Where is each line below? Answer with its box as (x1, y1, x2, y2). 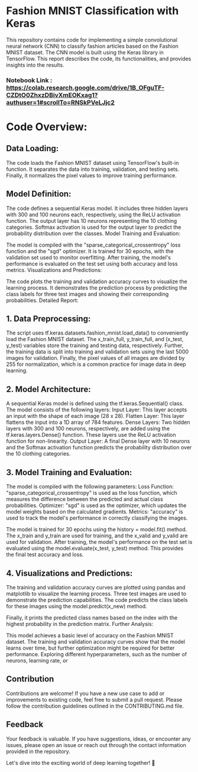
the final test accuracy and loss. (6, 551, 84, 558)
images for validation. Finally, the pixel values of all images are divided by (6, 355, 185, 362)
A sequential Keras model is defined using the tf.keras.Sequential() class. (6, 400, 184, 407)
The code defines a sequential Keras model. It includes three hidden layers (6, 205, 189, 212)
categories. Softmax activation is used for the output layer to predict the (6, 223, 181, 231)
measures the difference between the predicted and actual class (6, 495, 164, 503)
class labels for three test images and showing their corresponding (6, 290, 169, 297)
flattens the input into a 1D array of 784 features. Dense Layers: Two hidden (6, 419, 190, 426)
